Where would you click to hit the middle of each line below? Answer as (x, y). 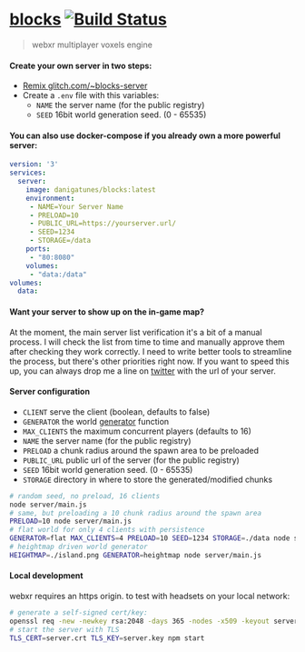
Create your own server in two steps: (81, 65)
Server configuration (50, 392)
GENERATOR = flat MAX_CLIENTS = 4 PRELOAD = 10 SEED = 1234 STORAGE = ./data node (150, 538)
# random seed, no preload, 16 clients (85, 496)
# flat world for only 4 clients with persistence (107, 530)
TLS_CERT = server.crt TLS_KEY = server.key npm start (107, 638)
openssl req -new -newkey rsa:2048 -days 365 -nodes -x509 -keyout (140, 621)
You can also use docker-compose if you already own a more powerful (145, 135)
